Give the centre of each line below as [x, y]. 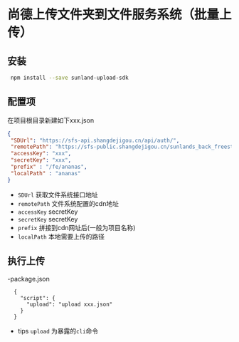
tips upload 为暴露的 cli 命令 [58, 331]
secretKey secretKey [48, 219]
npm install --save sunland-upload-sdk [70, 78]
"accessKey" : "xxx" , [41, 154]
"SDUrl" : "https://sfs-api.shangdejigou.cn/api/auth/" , [95, 140]
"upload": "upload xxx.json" [69, 304]
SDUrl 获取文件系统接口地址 [58, 195]
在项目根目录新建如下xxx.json [51, 120]
